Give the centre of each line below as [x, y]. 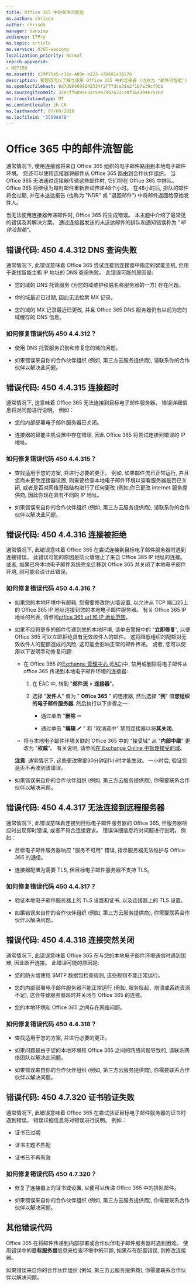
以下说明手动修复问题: [46, 651]
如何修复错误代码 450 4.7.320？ [51, 1174]
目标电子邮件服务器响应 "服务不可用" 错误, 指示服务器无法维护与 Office [100, 850]
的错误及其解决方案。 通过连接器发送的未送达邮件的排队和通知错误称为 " [93, 222]
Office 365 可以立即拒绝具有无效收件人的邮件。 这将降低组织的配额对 [98, 637]
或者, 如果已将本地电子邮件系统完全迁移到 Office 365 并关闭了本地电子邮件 [96, 564]
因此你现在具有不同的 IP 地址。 [65, 495]
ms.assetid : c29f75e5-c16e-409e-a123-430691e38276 [69, 74]
